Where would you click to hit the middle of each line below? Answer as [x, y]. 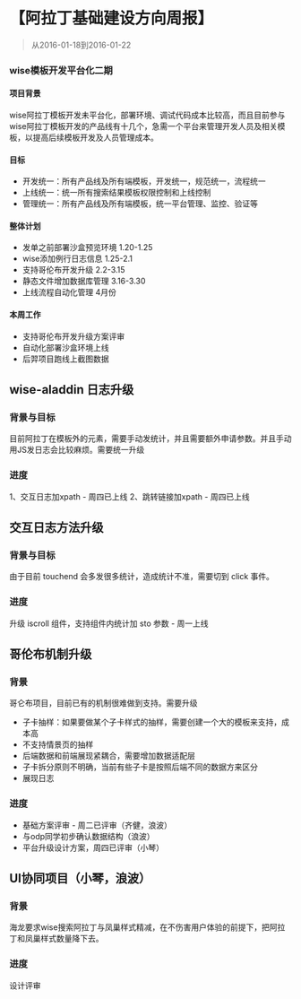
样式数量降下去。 [72, 939]
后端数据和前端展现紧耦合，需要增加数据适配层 [108, 756]
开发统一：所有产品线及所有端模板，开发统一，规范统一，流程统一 [144, 181]
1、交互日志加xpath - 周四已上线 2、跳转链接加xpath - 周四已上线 [129, 496]
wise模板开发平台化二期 [61, 70]
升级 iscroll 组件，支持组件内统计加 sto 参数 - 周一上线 [109, 623]
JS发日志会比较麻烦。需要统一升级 [81, 450]
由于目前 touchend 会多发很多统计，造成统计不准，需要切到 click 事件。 [142, 577]
